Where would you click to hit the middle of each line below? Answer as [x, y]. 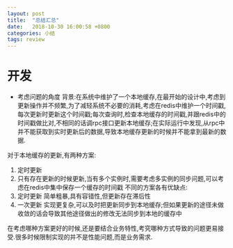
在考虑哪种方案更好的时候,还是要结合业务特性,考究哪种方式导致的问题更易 [113, 228]
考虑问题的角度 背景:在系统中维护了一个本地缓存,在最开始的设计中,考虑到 [121, 97]
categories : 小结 [31, 33]
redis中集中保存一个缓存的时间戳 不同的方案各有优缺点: [109, 187]
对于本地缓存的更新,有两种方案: [52, 155]
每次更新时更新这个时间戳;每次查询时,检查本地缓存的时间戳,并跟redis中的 [121, 114]
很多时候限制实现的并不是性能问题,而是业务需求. [84, 237]
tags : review [26, 40]
